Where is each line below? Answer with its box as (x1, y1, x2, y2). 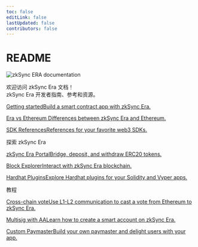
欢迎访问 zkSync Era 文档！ (6, 83, 74, 91)
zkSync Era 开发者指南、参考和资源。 (6, 91, 99, 98)
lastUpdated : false (6, 20, 55, 26)
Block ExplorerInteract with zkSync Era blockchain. (6, 162, 132, 170)
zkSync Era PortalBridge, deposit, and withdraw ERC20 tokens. (6, 150, 162, 158)
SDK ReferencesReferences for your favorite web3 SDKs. (6, 126, 148, 134)
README (6, 52, 51, 65)
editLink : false (6, 14, 47, 20)
